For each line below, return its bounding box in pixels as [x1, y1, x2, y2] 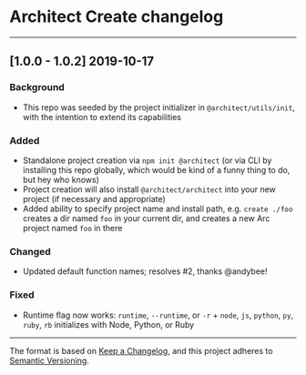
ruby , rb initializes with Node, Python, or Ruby [22, 319, 195, 329]
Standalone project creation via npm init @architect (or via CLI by [22, 155, 272, 166]
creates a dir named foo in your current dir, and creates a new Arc [22, 212, 270, 224]
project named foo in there [22, 222, 123, 233]
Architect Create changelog [9, 6, 224, 27]
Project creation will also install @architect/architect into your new [22, 184, 276, 195]
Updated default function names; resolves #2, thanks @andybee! [22, 266, 268, 277]
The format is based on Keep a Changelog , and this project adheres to [9, 345, 273, 356]
